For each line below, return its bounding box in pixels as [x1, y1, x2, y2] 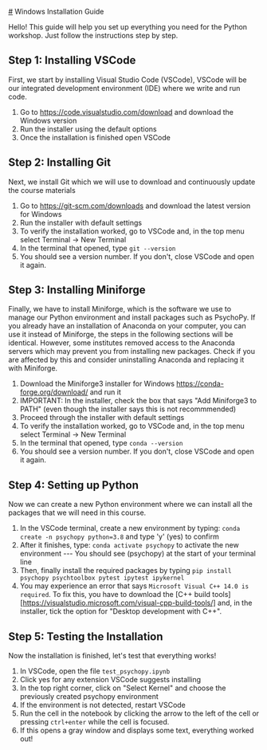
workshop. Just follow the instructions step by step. [8, 31, 179, 40]
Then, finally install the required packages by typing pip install [19, 566, 232, 575]
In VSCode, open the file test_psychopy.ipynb [19, 666, 171, 676]
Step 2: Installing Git [8, 155, 112, 170]
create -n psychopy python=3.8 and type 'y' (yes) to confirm [19, 532, 219, 541]
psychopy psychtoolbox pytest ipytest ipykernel [19, 574, 185, 583]
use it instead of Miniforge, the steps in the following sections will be [8, 330, 234, 340]
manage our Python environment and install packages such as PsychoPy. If [8, 312, 256, 322]
